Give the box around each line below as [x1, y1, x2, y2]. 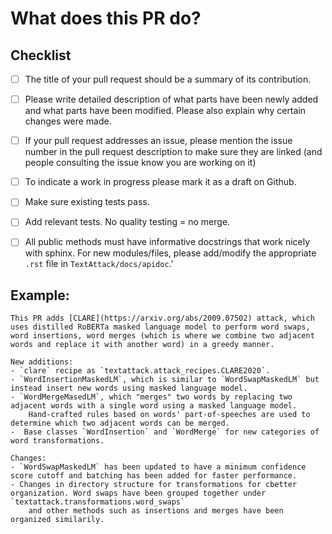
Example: [10, 287, 70, 304]
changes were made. [24, 115, 112, 127]
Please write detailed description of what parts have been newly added [24, 93, 319, 106]
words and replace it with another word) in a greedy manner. [10, 340, 275, 350]
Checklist [10, 47, 72, 64]
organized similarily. [10, 515, 105, 525]
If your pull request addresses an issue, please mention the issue [24, 135, 293, 147]
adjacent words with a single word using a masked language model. [10, 401, 298, 411]
